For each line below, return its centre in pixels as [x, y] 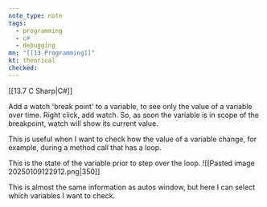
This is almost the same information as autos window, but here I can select [132, 187]
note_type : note [35, 16]
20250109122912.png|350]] [54, 171]
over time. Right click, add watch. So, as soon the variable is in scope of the [134, 115]
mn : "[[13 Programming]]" [51, 53]
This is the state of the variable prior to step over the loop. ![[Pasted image [131, 163]
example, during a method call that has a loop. [85, 147]
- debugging [36, 46]
